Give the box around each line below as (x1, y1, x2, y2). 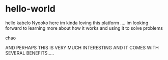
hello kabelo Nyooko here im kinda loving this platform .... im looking (5, 20, 149, 26)
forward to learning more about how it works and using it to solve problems (5, 25, 163, 31)
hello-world (5, 3, 56, 15)
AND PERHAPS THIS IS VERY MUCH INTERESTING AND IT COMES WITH (5, 44, 159, 50)
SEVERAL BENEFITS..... (5, 50, 54, 56)
